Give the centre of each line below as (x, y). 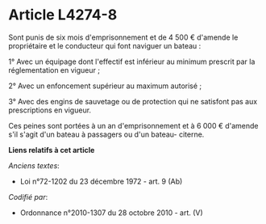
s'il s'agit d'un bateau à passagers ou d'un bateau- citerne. (106, 134)
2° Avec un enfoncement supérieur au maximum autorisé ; (105, 86)
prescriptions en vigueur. (50, 110)
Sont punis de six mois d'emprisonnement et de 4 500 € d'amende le (123, 37)
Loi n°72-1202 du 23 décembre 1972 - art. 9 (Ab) (101, 181)
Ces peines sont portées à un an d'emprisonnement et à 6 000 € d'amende (134, 125)
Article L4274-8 (63, 15)
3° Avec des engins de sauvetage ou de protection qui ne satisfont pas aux (133, 101)
